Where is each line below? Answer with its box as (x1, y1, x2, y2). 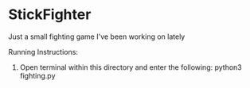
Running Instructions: (8, 47, 78, 56)
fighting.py (19, 71, 56, 80)
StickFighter (8, 6, 92, 24)
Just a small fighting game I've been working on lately (8, 32, 186, 41)
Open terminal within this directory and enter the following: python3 (19, 62, 242, 72)
